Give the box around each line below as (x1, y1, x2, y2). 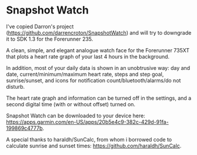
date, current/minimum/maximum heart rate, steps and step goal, (6, 70, 164, 77)
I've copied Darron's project (6, 23, 74, 30)
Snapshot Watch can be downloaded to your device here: (6, 112, 145, 119)
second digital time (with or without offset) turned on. (6, 100, 136, 107)
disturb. (6, 83, 25, 90)
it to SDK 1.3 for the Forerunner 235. (6, 35, 94, 42)
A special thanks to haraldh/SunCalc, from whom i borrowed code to (6, 136, 172, 143)
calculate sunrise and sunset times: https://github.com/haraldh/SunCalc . (6, 142, 182, 149)
